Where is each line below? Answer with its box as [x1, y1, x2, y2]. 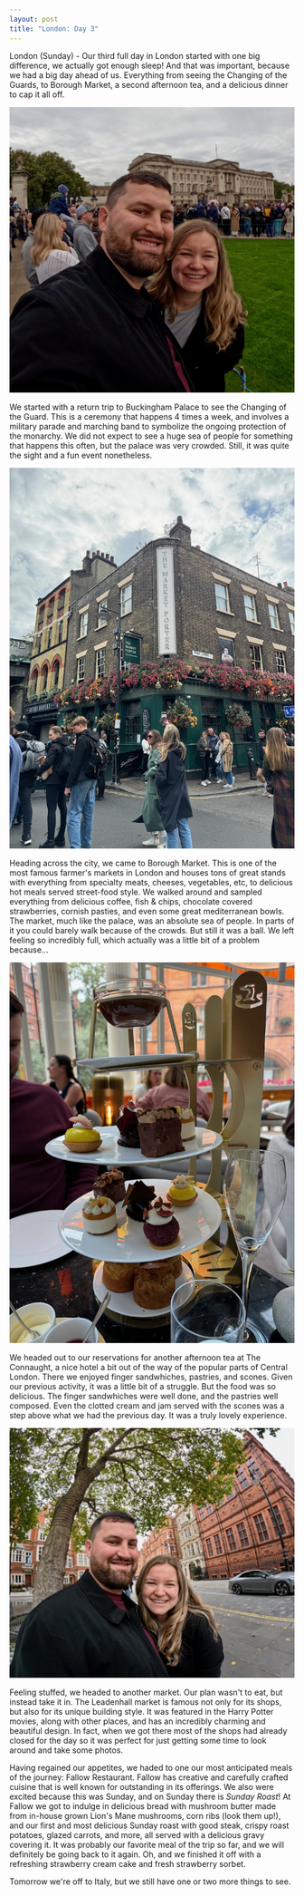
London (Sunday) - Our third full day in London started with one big [9, 50, 261, 61]
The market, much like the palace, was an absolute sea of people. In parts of [9, 915, 295, 926]
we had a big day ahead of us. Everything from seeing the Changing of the [9, 69, 288, 81]
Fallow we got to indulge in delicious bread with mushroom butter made [9, 1800, 277, 1812]
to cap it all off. [9, 89, 65, 100]
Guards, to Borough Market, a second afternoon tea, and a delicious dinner [9, 79, 289, 90]
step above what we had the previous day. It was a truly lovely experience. [9, 1409, 288, 1420]
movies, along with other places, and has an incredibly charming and [9, 1716, 266, 1727]
